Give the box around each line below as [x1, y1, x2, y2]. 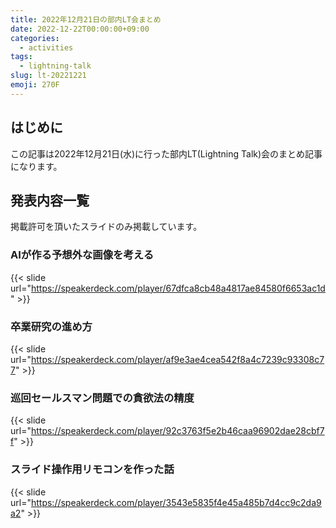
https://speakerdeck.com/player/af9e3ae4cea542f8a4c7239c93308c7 [30, 353, 325, 365]
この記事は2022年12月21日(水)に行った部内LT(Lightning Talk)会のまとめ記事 [10, 147, 323, 160]
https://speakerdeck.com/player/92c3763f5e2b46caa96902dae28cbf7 [30, 425, 325, 437]
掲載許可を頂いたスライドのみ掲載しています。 [10, 221, 203, 233]
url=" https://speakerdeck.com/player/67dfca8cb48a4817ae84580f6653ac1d [10, 282, 326, 294]
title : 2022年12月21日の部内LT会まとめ [10, 14, 162, 25]
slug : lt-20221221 [10, 71, 87, 81]
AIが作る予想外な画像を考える [10, 248, 154, 262]
